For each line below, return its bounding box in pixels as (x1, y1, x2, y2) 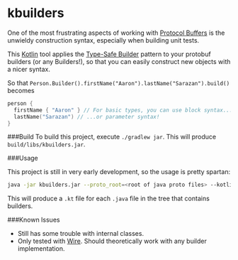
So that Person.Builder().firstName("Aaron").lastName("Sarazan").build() (7, 78, 230, 87)
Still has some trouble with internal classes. (17, 229, 144, 238)
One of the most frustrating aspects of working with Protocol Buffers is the (7, 28, 225, 37)
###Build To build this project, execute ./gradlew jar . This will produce (7, 133, 217, 141)
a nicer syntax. (7, 65, 51, 73)
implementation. (17, 244, 65, 253)
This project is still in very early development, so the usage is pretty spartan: (7, 168, 231, 176)
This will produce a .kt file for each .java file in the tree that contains (7, 194, 210, 203)
